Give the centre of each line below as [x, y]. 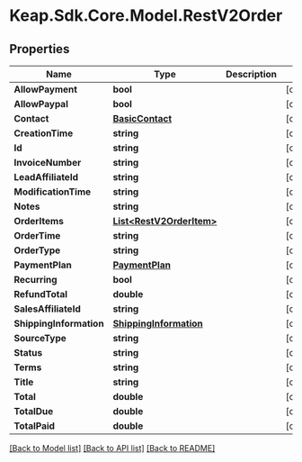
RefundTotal [41, 294]
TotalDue [34, 411]
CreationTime [44, 133]
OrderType [37, 250]
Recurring [36, 280]
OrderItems [39, 221]
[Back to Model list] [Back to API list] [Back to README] [112, 448]
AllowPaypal [41, 104]
